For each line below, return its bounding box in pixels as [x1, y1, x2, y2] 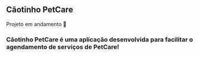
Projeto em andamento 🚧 [6, 20, 67, 27]
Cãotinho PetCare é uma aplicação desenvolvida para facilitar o [6, 35, 193, 43]
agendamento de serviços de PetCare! [6, 43, 120, 51]
